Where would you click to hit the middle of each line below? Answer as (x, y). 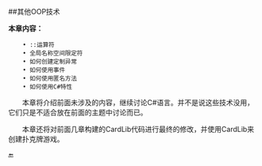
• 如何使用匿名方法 (50, 78)
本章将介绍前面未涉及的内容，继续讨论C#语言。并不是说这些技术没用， (139, 102)
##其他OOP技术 (35, 11)
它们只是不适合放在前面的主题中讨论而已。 (78, 112)
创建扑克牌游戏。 (36, 139)
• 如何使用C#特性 (48, 87)
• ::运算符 (39, 45)
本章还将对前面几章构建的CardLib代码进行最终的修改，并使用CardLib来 (139, 129)
